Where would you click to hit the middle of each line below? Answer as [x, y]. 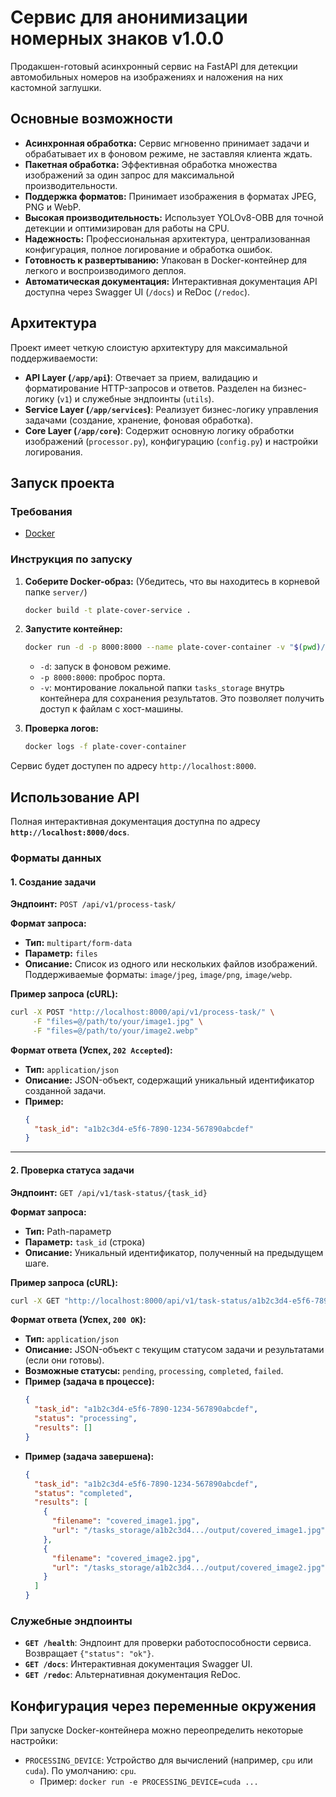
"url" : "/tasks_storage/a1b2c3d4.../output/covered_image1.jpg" [188, 1531]
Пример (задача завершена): [89, 1456]
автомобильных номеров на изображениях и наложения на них [147, 77]
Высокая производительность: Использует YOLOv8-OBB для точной [174, 217]
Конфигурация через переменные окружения [163, 1706]
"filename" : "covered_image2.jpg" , [126, 1558]
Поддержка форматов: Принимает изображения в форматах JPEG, [170, 196]
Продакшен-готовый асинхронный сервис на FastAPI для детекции [154, 66]
